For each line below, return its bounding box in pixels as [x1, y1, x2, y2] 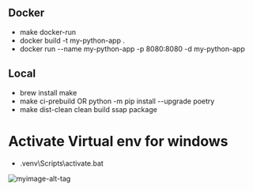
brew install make [19, 88, 77, 97]
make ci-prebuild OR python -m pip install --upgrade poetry [19, 96, 215, 106]
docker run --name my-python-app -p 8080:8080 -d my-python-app [19, 43, 245, 54]
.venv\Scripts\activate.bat [19, 158, 104, 168]
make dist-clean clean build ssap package [19, 104, 158, 114]
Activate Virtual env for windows [8, 132, 228, 150]
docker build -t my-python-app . [19, 36, 125, 45]
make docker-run [19, 27, 77, 36]
